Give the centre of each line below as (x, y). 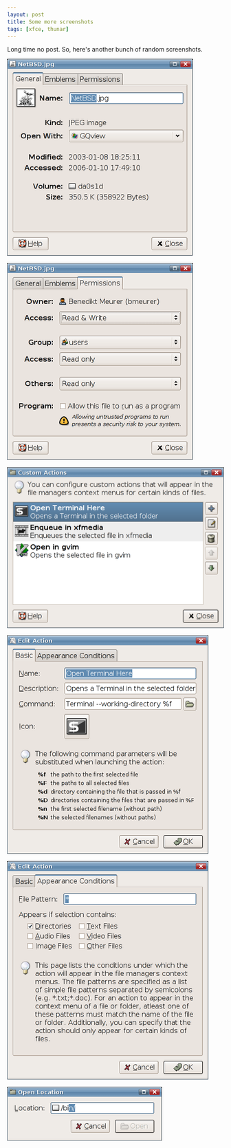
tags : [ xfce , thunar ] (38, 29)
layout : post (26, 14)
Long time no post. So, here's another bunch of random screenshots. (105, 50)
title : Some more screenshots (51, 22)
